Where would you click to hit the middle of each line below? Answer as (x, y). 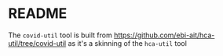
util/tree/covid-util (37, 43)
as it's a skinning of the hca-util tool (127, 43)
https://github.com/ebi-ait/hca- (164, 35)
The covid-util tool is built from (60, 35)
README (38, 14)
